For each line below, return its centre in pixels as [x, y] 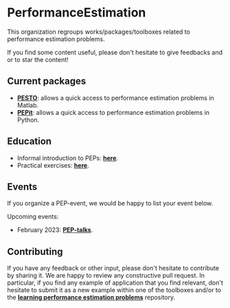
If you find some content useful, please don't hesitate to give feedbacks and [115, 52]
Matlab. [28, 105]
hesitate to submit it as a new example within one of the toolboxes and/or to [114, 290]
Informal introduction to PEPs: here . [68, 158]
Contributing [35, 251]
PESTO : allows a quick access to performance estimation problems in [115, 98]
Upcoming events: [33, 217]
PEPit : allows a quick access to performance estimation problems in [113, 112]
